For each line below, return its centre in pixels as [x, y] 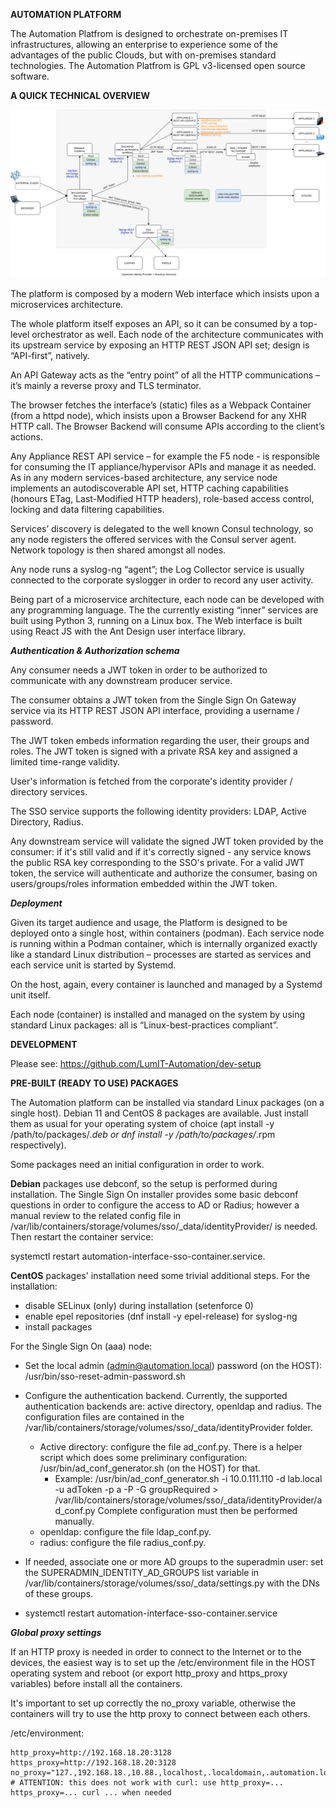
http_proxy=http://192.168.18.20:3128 [91, 1752]
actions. [26, 436]
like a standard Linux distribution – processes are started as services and [161, 954]
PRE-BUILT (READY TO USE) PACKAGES [94, 1083]
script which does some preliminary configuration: [143, 1457]
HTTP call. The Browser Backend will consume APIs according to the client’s [167, 426]
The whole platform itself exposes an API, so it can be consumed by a [154, 323]
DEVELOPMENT [44, 1044]
